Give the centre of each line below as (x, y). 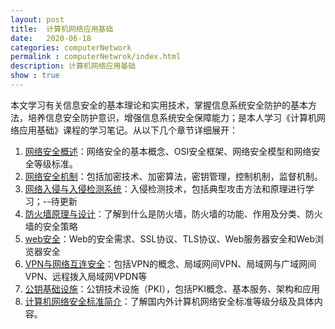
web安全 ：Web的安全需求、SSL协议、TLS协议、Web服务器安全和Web (170, 238)
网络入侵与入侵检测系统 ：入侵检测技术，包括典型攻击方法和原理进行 (165, 188)
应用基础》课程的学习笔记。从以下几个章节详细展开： (128, 130)
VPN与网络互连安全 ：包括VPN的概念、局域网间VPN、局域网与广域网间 (170, 263)
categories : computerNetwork (71, 47)
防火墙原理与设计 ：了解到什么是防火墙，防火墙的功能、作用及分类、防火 (173, 213)
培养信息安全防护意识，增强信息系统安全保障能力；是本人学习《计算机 (172, 117)
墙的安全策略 (51, 226)
